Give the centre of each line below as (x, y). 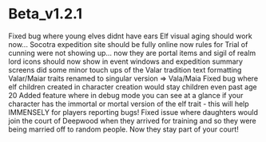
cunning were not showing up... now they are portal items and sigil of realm (132, 53)
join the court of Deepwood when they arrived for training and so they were (133, 120)
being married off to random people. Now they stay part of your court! (124, 129)
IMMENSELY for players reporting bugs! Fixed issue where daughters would (133, 112)
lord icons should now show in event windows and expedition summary (126, 61)
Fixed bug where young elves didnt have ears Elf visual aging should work (131, 36)
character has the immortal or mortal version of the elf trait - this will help (129, 104)
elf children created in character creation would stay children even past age (133, 87)
